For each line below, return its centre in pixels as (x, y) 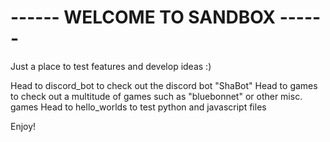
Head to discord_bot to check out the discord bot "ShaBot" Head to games (164, 85)
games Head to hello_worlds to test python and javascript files (138, 107)
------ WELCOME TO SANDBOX (143, 17)
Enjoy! (23, 126)
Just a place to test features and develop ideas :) (111, 66)
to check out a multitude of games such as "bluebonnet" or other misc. (156, 96)
